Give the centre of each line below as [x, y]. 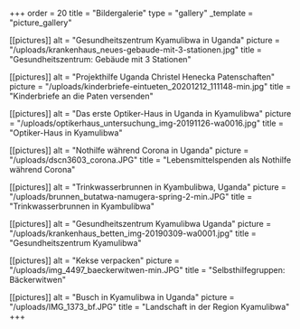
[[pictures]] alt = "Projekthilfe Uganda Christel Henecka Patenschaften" [142, 77]
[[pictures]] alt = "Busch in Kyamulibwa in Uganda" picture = [122, 297]
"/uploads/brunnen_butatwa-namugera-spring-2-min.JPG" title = [131, 197]
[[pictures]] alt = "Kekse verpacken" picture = [94, 260]
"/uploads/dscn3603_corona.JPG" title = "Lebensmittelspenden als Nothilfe [150, 160]
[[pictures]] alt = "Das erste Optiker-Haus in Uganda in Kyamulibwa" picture [150, 113]
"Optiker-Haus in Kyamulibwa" [66, 133]
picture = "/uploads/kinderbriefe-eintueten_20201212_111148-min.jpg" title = [150, 86]
